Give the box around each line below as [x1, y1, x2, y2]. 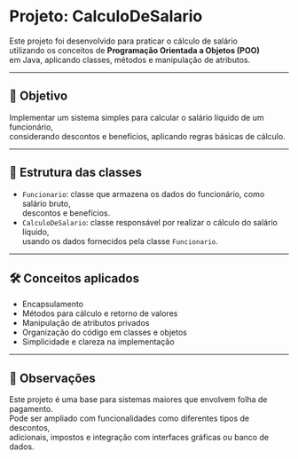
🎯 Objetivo [9, 89, 68, 104]
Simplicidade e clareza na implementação [21, 336, 175, 347]
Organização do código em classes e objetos [21, 327, 188, 338]
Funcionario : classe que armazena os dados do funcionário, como [21, 188, 265, 199]
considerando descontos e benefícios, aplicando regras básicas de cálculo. [9, 131, 286, 141]
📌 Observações [9, 370, 96, 385]
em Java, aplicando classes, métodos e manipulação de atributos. [9, 54, 251, 65]
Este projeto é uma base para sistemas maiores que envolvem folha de [9, 394, 268, 405]
